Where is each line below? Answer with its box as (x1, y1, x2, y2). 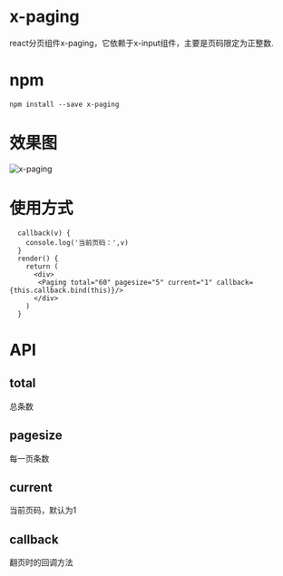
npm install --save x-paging (9, 100, 120, 109)
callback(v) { (17, 229, 71, 238)
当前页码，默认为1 (9, 505, 77, 516)
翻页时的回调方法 (9, 557, 73, 568)
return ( (25, 261, 59, 271)
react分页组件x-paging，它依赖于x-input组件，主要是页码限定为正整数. (9, 37, 274, 48)
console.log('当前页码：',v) (25, 238, 129, 247)
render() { (17, 254, 59, 263)
